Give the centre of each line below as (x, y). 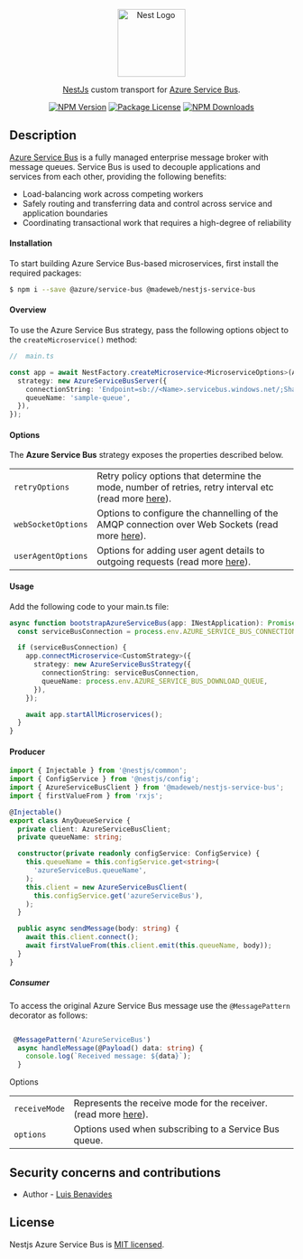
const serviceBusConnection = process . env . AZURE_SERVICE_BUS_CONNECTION (157, 631)
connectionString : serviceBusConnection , (121, 673)
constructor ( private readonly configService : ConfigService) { (138, 853)
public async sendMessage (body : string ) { (98, 929)
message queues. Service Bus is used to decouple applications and (135, 166)
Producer (27, 751)
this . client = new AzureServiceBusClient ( (106, 887)
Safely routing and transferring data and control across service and (147, 203)
